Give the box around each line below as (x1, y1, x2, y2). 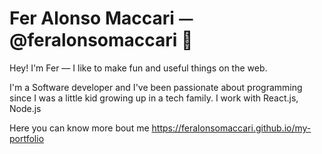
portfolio (9, 132, 45, 144)
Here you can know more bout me (9, 122, 150, 134)
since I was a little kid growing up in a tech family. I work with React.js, (9, 92, 299, 104)
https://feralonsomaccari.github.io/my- (151, 122, 312, 134)
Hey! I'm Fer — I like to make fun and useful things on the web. (9, 62, 268, 74)
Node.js (9, 102, 42, 114)
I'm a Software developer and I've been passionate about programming (9, 81, 303, 93)
